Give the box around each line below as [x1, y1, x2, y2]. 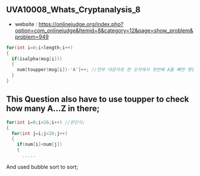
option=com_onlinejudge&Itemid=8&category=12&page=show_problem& [14, 27, 193, 34]
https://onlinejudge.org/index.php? [38, 20, 124, 27]
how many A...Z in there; [6, 103, 100, 114]
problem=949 [14, 33, 49, 40]
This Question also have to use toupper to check [6, 95, 189, 105]
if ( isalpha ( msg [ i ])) [11, 56, 62, 62]
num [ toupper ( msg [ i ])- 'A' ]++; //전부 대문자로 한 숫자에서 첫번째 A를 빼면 [17, 67, 185, 73]
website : [14, 20, 37, 27]
